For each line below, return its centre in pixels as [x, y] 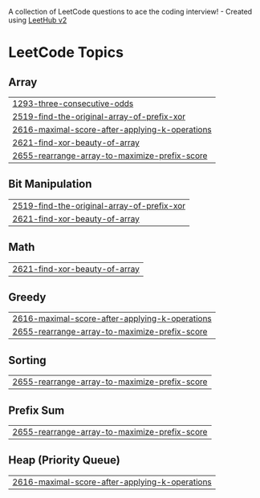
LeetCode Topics [66, 53]
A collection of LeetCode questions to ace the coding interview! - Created [130, 12]
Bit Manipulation [50, 184]
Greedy [27, 297]
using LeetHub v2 [38, 20]
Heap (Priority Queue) [64, 460]
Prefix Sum [37, 410]
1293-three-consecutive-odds [73, 103]
